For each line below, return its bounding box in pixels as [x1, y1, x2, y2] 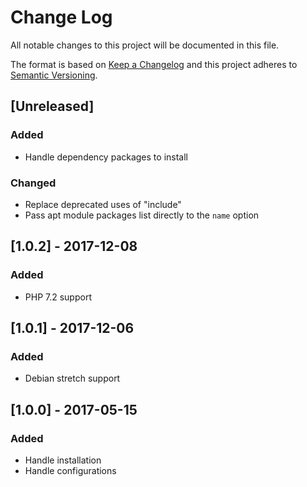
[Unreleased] [10, 98, 95, 115]
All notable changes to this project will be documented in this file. [10, 39, 280, 51]
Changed [10, 176, 57, 190]
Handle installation [24, 454, 102, 466]
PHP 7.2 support [24, 291, 92, 303]
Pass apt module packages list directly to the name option [24, 209, 260, 221]
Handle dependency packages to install [24, 151, 188, 163]
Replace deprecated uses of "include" [24, 198, 182, 210]
